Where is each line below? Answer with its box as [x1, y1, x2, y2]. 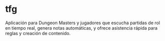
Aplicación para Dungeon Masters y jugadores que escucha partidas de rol [5, 20, 160, 26]
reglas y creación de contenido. [5, 30, 71, 36]
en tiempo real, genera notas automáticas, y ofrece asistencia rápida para [5, 25, 158, 31]
